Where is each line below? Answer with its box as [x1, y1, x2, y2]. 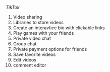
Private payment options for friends [13, 46, 87, 52]
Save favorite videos [13, 51, 56, 57]
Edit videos [13, 57, 37, 62]
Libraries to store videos [13, 20, 64, 25]
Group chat [13, 41, 37, 47]
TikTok [6, 5, 20, 10]
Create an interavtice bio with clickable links [13, 25, 105, 31]
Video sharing [13, 14, 42, 20]
